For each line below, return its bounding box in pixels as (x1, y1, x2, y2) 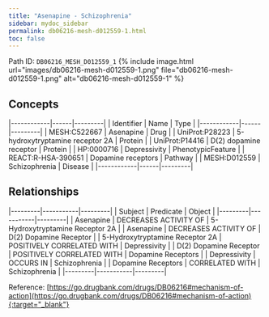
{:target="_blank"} (8, 299, 70, 309)
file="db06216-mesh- (160, 66, 233, 75)
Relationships (8, 185, 79, 199)
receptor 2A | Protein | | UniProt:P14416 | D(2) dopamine (73, 136, 261, 146)
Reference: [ (8, 282, 50, 292)
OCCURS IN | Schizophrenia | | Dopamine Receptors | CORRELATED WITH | (8, 258, 261, 268)
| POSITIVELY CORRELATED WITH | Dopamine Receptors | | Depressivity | (8, 249, 256, 259)
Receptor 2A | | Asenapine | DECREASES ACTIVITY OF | (74, 223, 261, 233)
